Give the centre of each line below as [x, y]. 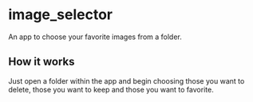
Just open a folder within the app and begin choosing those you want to [126, 80]
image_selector [61, 15]
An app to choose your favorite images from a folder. [95, 37]
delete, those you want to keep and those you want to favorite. [111, 89]
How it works [42, 62]
